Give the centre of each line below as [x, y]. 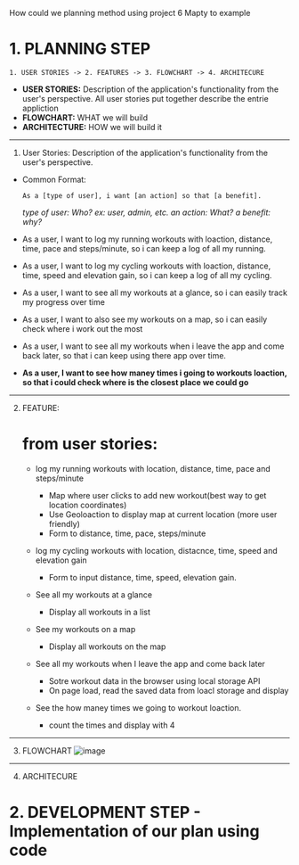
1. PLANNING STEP [80, 49]
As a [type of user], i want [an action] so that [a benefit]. [142, 195]
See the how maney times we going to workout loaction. [138, 707]
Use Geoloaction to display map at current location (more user [163, 514]
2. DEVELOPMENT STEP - [105, 813]
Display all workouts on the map [107, 647]
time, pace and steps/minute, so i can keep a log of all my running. [144, 248]
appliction [40, 108]
